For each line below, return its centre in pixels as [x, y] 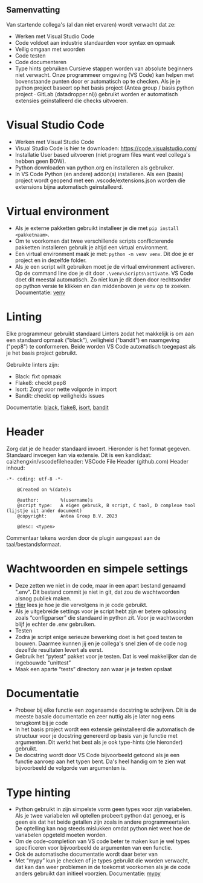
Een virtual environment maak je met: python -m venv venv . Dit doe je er [104, 254]
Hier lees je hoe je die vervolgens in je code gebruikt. [81, 605]
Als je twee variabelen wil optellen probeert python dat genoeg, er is [100, 816]
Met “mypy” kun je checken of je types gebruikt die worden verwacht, [102, 861]
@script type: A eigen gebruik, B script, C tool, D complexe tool [107, 505]
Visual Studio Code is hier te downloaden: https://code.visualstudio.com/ [106, 148]
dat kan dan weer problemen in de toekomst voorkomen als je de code [103, 867]
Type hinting [39, 793]
